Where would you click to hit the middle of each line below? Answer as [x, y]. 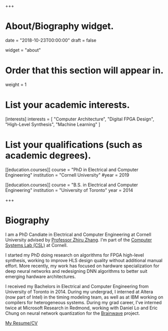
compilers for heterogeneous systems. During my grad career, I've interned [83, 302]
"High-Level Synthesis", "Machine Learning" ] [53, 124]
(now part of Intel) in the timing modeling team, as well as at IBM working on [84, 297]
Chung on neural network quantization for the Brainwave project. [73, 313]
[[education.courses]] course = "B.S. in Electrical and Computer [72, 185]
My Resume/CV [21, 323]
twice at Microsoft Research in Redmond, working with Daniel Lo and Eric [81, 308]
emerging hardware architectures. [41, 276]
